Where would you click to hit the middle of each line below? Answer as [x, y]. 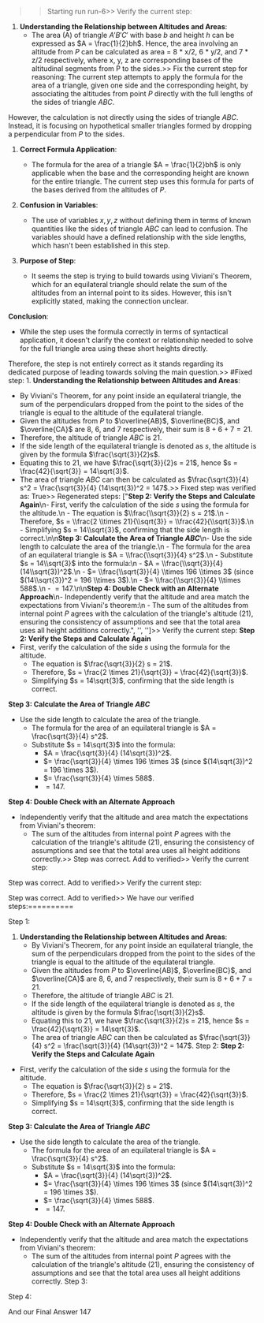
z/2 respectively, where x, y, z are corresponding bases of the [132, 60]
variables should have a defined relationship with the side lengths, [139, 237]
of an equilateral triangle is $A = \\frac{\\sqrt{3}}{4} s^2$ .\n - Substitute [136, 555]
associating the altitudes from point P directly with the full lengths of [142, 93]
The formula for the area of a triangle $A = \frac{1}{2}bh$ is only [136, 164]
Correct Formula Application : [68, 149]
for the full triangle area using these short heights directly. [114, 348]
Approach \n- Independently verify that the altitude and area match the [134, 597]
